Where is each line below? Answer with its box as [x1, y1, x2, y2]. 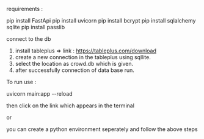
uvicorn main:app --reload [6, 90, 73, 97]
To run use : [6, 79, 37, 85]
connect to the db [6, 35, 51, 42]
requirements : [6, 5, 43, 12]
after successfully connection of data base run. [15, 66, 134, 74]
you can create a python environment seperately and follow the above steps [6, 126, 198, 133]
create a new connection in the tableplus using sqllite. [15, 54, 151, 60]
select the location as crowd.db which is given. [15, 60, 134, 67]
